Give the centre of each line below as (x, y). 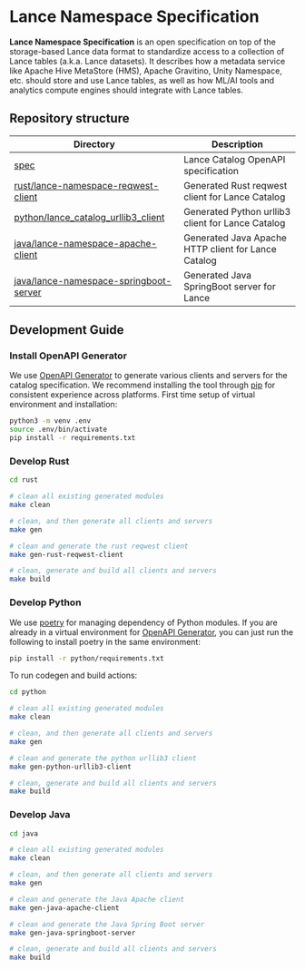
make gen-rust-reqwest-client (67, 554)
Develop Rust (39, 461)
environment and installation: (64, 405)
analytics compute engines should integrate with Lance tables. (126, 90)
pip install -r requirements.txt (73, 438)
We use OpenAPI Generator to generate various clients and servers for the (148, 376)
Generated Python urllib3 (237, 211)
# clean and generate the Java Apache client (97, 899)
